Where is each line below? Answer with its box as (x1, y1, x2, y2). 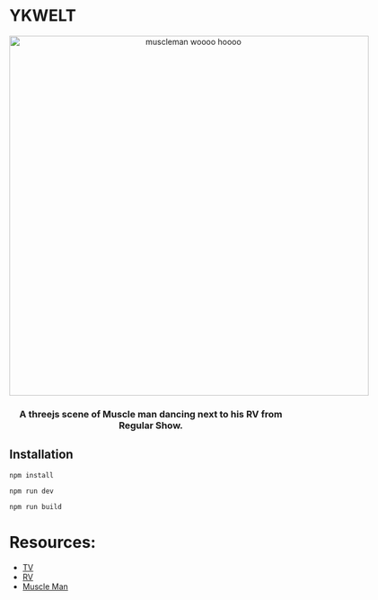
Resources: (9, 532, 96, 552)
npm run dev (9, 487, 54, 496)
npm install (9, 470, 54, 479)
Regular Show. (118, 419, 184, 432)
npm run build (9, 502, 63, 511)
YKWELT (9, 5, 76, 26)
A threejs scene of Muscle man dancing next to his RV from (19, 407, 283, 420)
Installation (9, 447, 74, 462)
